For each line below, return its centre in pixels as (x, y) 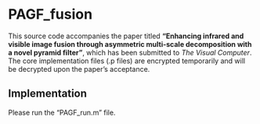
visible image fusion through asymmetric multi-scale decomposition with (130, 44)
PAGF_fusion (50, 14)
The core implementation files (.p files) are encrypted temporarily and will (126, 61)
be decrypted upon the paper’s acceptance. (79, 69)
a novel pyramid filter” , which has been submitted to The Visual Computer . (130, 52)
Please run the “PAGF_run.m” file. (62, 112)
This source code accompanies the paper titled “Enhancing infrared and (126, 36)
